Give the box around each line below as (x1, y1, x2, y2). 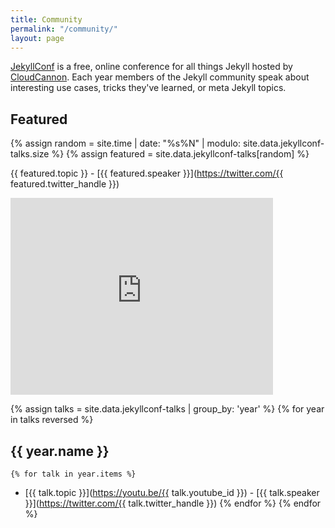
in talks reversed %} (10, 414, 94, 426)
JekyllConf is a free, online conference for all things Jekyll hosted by (10, 61, 293, 73)
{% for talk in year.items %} (10, 469, 137, 479)
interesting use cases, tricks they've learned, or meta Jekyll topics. (10, 82, 287, 94)
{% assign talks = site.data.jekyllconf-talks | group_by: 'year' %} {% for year (10, 403, 325, 415)
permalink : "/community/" (10, 24, 118, 34)
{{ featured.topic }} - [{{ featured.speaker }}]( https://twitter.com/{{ (10, 167, 284, 180)
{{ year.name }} (10, 442, 110, 460)
